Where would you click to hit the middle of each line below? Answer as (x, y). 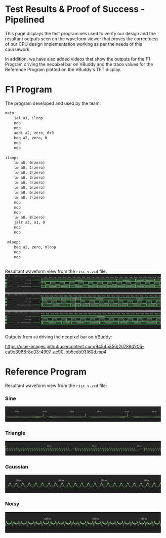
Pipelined (25, 20)
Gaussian (17, 466)
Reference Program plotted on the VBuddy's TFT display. (63, 69)
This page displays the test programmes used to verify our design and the (81, 33)
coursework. (18, 49)
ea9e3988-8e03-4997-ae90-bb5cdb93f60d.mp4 (56, 352)
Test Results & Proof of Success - (75, 9)
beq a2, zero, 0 (31, 138)
